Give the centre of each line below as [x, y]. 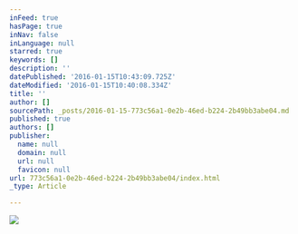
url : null [36, 161]
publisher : [30, 136]
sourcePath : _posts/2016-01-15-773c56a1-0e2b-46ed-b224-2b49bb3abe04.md [149, 111]
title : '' [28, 93]
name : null [38, 144]
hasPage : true [36, 26]
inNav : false [34, 34]
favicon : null [44, 170]
